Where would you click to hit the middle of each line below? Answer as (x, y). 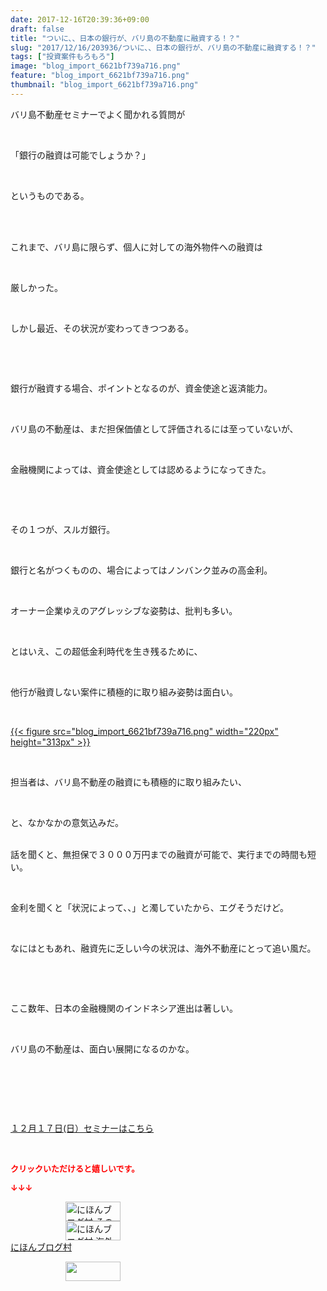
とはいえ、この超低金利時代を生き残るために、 (106, 651)
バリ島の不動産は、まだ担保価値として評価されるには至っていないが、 (154, 428)
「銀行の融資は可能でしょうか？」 (80, 155)
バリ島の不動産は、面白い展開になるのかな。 (102, 1048)
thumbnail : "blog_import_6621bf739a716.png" (104, 85)
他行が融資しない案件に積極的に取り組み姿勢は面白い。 (124, 692)
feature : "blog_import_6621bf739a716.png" (100, 76)
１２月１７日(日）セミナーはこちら (82, 1128)
